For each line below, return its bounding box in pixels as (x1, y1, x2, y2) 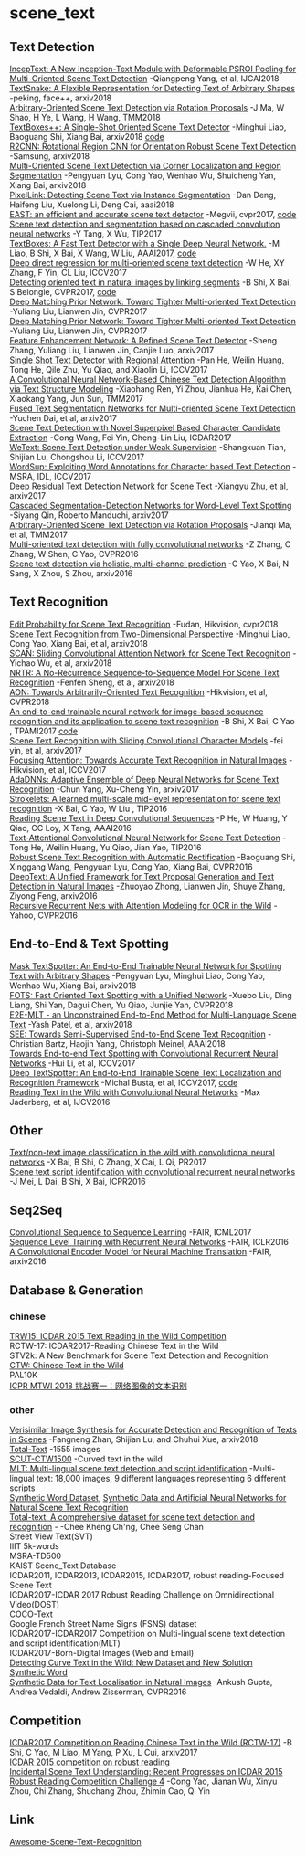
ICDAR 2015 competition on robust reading (9, 1756, 171, 1767)
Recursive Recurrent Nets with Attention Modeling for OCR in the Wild (9, 900, 272, 911)
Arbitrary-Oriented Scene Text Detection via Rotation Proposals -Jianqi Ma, (9, 520, 292, 530)
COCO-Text (9, 1608, 53, 1619)
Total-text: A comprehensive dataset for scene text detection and (9, 1512, 256, 1523)
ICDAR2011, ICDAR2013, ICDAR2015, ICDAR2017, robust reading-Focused (9, 1570, 285, 1581)
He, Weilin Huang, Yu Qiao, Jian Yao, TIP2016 (30, 841, 202, 852)
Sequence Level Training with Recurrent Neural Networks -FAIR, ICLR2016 (9, 1237, 290, 1248)
